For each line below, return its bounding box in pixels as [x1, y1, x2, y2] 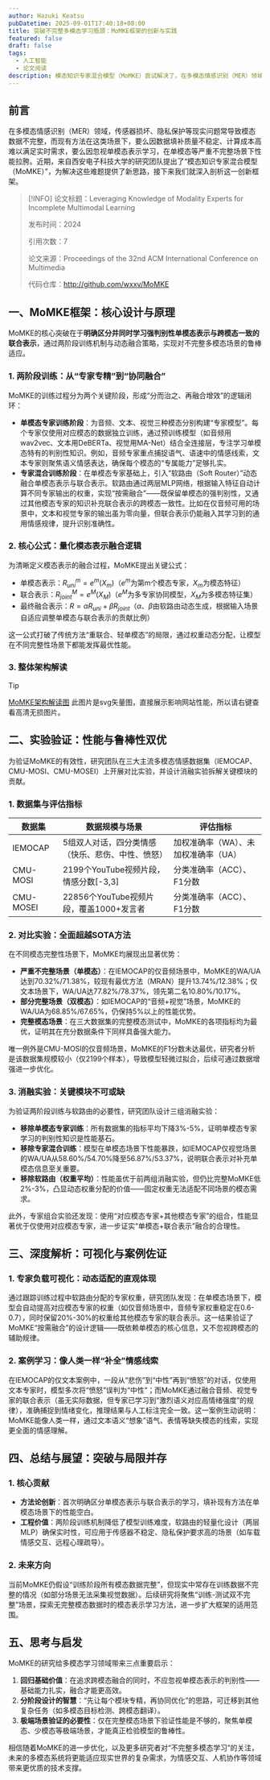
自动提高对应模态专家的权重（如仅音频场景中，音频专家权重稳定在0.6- [22, 1303, 255, 1313]
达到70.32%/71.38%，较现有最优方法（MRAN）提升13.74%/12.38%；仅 [19, 977, 258, 986]
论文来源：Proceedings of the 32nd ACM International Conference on [27, 254, 259, 263]
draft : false [8, 42, 52, 50]
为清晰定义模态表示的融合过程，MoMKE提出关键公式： [8, 560, 190, 570]
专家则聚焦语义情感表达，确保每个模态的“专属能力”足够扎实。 [27, 458, 231, 467]
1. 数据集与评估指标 [8, 799, 83, 810]
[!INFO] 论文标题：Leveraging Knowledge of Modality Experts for [27, 194, 243, 204]
